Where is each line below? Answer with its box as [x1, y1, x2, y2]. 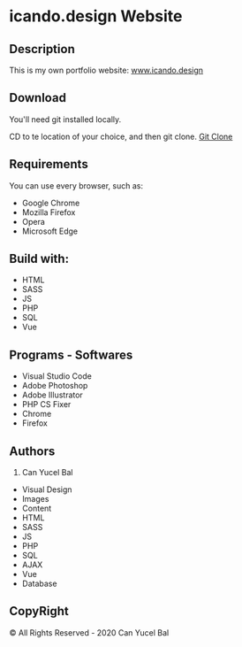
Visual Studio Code [21, 371, 93, 381]
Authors [9, 443, 56, 458]
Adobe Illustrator [21, 389, 84, 400]
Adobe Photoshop [21, 381, 88, 391]
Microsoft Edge [21, 226, 79, 236]
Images [21, 494, 49, 505]
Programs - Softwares [9, 347, 133, 362]
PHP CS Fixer [21, 399, 72, 410]
